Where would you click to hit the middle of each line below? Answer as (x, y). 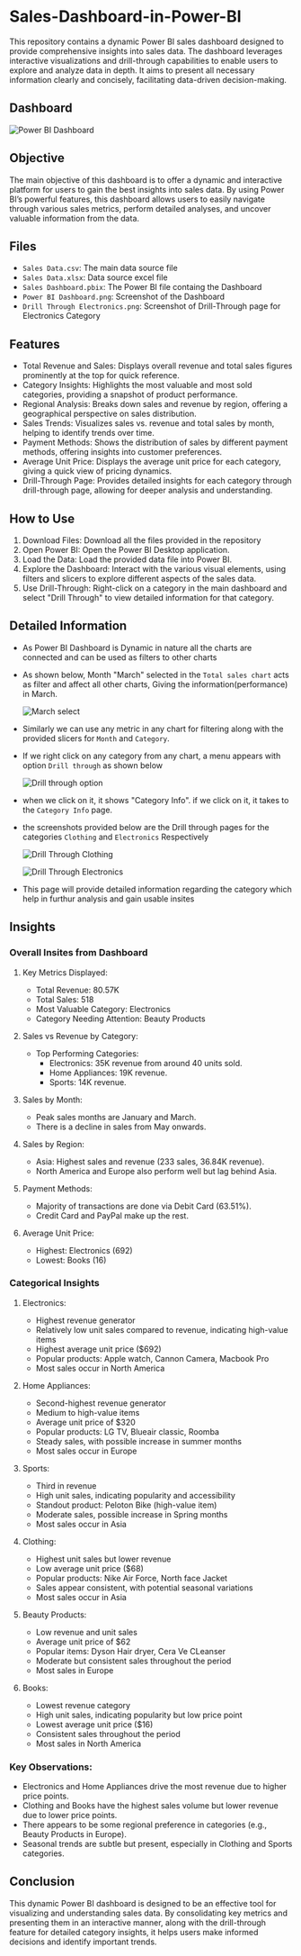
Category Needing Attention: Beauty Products (120, 1019)
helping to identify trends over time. (88, 433)
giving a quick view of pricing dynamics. (97, 471)
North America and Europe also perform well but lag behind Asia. (156, 1171)
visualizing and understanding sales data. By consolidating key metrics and (148, 1913)
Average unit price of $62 (83, 1642)
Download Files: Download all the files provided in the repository (142, 540)
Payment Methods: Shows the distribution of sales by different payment (155, 442)
